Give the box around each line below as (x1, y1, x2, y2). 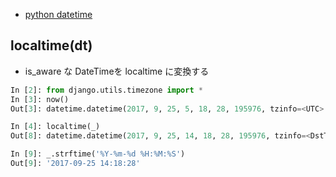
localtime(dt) (10, 37, 93, 54)
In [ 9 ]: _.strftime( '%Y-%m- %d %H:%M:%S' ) (10, 149, 186, 159)
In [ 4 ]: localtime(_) (10, 122, 101, 132)
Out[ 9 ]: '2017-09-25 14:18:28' (10, 159, 141, 169)
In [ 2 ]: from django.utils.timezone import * (10, 85, 203, 95)
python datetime (24, 9, 93, 20)
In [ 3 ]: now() (10, 94, 70, 104)
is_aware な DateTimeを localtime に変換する (24, 65, 210, 77)
